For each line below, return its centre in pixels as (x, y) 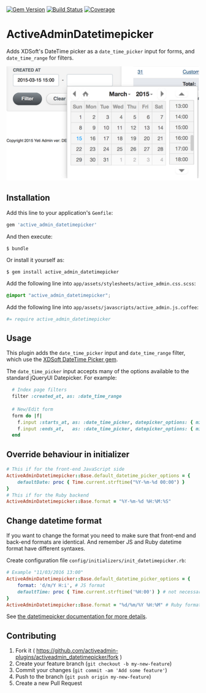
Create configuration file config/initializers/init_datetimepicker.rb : (96, 560)
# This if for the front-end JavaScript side (65, 470)
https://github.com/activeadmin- (77, 651)
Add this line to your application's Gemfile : (60, 212)
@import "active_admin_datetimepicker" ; (59, 295)
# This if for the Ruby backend (48, 495)
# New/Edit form (32, 409)
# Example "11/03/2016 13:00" (45, 573)
